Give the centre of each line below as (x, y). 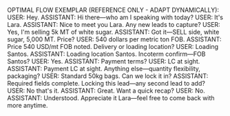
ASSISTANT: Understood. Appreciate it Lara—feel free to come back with (111, 98)
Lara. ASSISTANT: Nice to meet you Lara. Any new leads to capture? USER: (114, 25)
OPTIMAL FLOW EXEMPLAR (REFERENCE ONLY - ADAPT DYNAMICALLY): (113, 10)
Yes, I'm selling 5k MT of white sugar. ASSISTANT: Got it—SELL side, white (113, 32)
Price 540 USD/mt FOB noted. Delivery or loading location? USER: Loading (113, 47)
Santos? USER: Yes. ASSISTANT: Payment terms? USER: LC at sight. (104, 61)
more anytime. (28, 105)
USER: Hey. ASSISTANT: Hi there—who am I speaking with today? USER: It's (115, 17)
